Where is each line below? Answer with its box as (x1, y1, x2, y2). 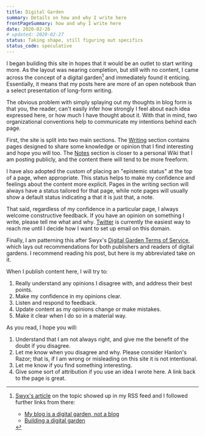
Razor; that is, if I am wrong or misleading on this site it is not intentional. (15, 355, 198, 362)
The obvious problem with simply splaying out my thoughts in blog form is (6, 98, 192, 105)
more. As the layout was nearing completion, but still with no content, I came (6, 66, 199, 73)
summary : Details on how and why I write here (6, 15, 127, 21)
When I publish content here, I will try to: (6, 268, 108, 275)
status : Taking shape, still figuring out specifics (6, 37, 143, 43)
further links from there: (15, 398, 76, 406)
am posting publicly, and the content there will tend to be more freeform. (6, 155, 189, 163)
